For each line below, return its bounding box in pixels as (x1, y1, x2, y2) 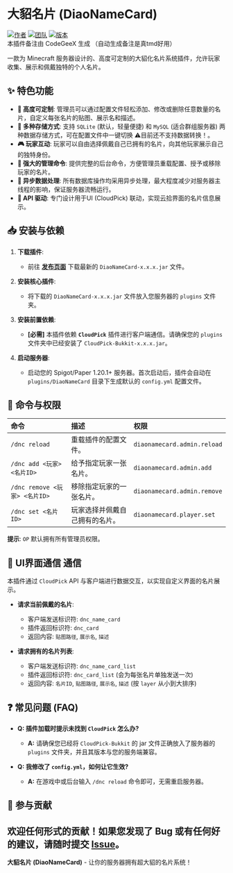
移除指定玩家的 (71, 482, 120, 492)
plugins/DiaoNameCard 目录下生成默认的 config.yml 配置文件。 (27, 376, 206, 385)
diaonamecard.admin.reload (133, 440, 223, 449)
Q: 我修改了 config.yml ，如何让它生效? (17, 763, 129, 771)
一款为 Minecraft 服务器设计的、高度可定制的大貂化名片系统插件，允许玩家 (7, 53, 221, 63)
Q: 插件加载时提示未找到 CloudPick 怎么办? (17, 724, 139, 733)
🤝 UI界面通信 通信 (7, 557, 82, 569)
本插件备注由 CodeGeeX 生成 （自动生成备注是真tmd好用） (7, 39, 176, 47)
